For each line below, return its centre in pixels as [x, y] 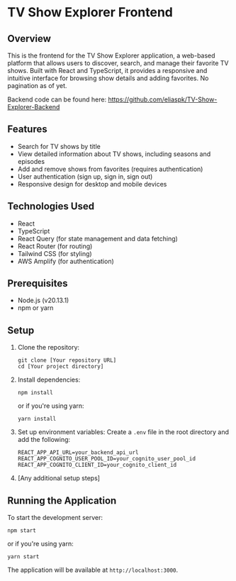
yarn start [23, 557]
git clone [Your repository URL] [67, 360]
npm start [22, 531]
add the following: [44, 440]
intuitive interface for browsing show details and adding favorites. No [108, 78]
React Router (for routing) [55, 246]
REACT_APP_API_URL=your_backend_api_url [78, 453]
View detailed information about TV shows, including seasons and [114, 154]
